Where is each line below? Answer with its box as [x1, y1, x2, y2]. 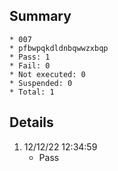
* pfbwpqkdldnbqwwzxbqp [9, 43, 109, 53]
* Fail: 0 [9, 60, 51, 71]
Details [9, 114, 54, 131]
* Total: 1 [9, 87, 55, 97]
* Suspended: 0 [9, 78, 73, 88]
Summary [9, 8, 72, 25]
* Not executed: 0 [9, 69, 86, 79]
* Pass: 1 [9, 52, 51, 62]
